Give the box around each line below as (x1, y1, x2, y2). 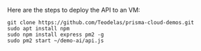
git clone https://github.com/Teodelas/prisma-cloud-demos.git (7, 19, 195, 26)
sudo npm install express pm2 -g (7, 31, 104, 38)
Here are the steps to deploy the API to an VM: (7, 6, 140, 14)
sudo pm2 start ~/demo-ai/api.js (7, 37, 104, 44)
